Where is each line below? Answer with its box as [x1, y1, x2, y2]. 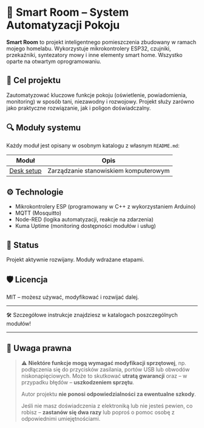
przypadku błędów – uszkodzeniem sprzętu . [21, 378, 135, 386]
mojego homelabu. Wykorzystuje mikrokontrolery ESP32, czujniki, [6, 45, 171, 52]
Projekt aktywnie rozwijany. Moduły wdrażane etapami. [6, 256, 144, 263]
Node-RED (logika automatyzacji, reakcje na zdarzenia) [15, 216, 154, 223]
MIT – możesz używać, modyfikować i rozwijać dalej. [6, 293, 140, 301]
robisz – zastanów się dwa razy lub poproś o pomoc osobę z [21, 409, 175, 416]
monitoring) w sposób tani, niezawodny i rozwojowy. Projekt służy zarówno [6, 98, 195, 105]
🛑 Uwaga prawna [6, 343, 72, 353]
